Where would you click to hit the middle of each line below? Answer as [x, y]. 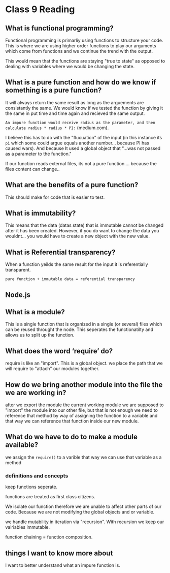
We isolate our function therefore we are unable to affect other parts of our [83, 506]
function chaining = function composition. [49, 537]
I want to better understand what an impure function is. [63, 565]
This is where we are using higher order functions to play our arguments [81, 46]
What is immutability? [41, 213]
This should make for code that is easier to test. [55, 197]
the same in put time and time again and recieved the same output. [75, 113]
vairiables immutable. [28, 527]
